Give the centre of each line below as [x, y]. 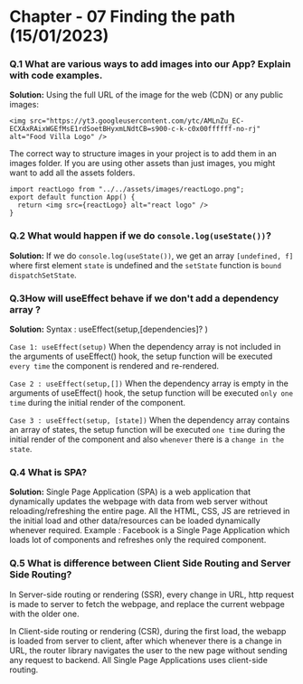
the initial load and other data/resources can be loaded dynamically [135, 520]
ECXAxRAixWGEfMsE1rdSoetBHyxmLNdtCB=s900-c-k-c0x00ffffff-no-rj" [135, 129]
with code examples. [56, 76]
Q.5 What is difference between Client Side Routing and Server [150, 564]
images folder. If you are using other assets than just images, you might [142, 164]
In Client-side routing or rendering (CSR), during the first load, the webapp [148, 631]
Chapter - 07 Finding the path [123, 17]
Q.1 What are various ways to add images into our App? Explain [150, 64]
